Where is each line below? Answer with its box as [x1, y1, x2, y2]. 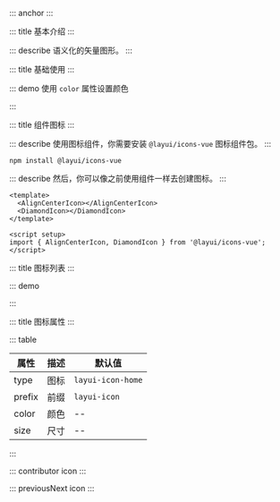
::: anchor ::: [9, 8, 54, 18]
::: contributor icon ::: [9, 465, 87, 476]
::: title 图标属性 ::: [9, 317, 75, 327]
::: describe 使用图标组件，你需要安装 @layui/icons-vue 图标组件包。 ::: [9, 139, 272, 149]
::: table [9, 335, 38, 345]
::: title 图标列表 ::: [9, 263, 75, 273]
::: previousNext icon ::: [9, 483, 95, 493]
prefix [13, 391, 38, 403]
